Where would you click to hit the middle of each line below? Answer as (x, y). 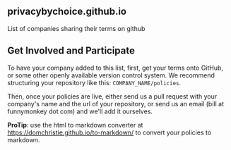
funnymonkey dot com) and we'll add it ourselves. (80, 111)
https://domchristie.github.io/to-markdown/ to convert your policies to (109, 132)
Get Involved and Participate (71, 51)
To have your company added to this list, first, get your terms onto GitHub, (115, 68)
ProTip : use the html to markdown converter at (75, 125)
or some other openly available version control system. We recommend (111, 75)
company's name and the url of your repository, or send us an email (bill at (116, 104)
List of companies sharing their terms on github (76, 28)
